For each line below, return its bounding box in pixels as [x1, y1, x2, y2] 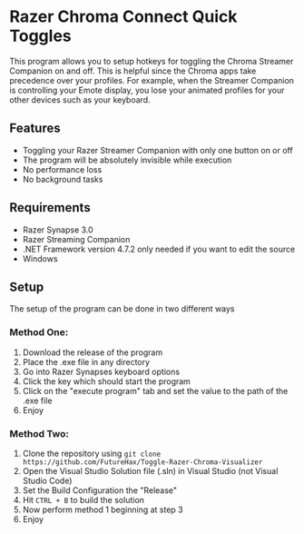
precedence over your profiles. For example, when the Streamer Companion [9, 74, 295, 85]
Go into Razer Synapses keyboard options [22, 366, 180, 377]
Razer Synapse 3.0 [22, 224, 93, 235]
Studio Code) [22, 475, 73, 486]
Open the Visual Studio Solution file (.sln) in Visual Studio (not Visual [22, 465, 279, 476]
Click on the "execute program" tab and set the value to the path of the [22, 385, 289, 396]
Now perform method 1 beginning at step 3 [22, 504, 183, 515]
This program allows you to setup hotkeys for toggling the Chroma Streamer [9, 55, 294, 66]
